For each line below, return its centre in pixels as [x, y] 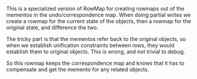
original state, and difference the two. [52, 27]
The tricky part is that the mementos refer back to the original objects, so [96, 39]
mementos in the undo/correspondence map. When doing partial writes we [98, 15]
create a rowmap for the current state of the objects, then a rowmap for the [98, 21]
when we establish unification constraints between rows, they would [90, 45]
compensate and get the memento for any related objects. [78, 69]
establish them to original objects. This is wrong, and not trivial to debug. [96, 52]
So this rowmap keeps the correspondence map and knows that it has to [96, 63]
